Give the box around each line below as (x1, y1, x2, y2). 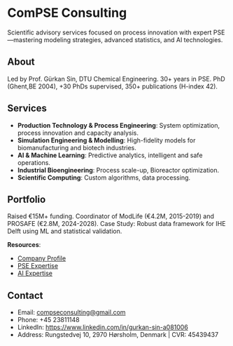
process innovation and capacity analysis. (17, 128, 139, 137)
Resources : (7, 241, 41, 249)
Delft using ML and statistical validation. (7, 227, 122, 236)
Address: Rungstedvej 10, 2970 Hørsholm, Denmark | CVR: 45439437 (17, 331, 219, 339)
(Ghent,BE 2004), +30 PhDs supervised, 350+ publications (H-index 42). (7, 82, 218, 91)
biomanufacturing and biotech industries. (17, 143, 136, 152)
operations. (17, 158, 51, 166)
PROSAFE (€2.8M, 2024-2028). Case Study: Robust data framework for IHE (7, 220, 226, 228)
